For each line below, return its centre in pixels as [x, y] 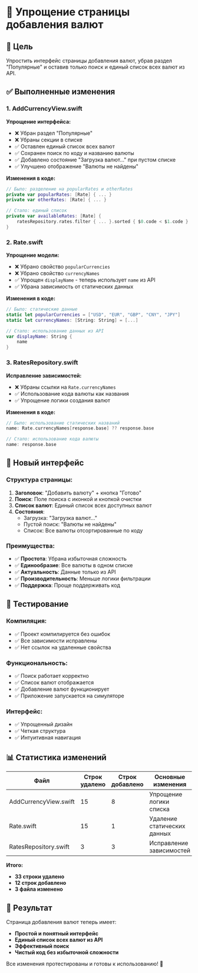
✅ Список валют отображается [54, 682]
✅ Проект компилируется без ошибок [62, 634]
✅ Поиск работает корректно [52, 676]
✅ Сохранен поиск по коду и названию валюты [74, 153]
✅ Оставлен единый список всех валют [65, 146]
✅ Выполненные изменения [61, 92]
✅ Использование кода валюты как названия [72, 393]
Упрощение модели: [33, 255]
